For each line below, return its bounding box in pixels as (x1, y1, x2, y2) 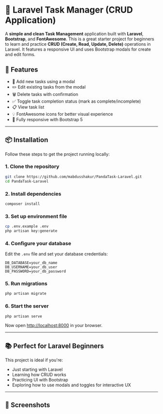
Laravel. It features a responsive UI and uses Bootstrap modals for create (5, 46, 151, 52)
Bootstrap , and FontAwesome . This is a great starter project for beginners (5, 36, 154, 42)
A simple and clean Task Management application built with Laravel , (5, 31, 144, 36)
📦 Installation (5, 136, 49, 144)
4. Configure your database (5, 240, 71, 247)
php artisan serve (5, 314, 42, 319)
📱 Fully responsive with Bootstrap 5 (12, 116, 83, 122)
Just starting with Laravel (12, 367, 63, 373)
